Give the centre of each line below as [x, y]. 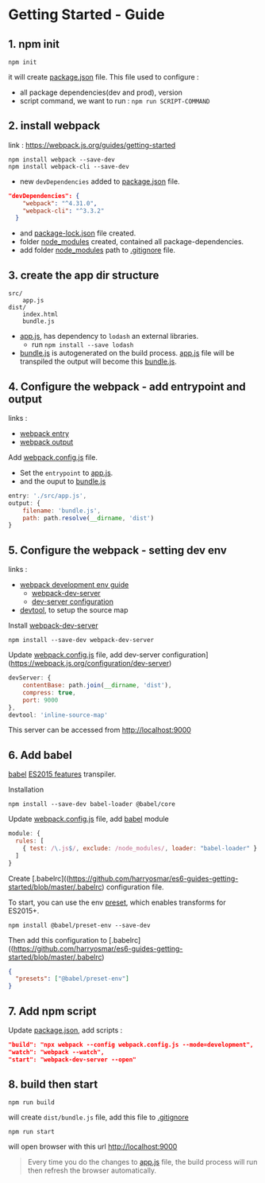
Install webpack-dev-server [53, 625]
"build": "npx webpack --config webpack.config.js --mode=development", [131, 1045]
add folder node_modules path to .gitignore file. [98, 250]
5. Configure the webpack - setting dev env [118, 550]
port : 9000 [40, 700]
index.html [40, 315]
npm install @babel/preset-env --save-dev [79, 925]
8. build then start [53, 1085]
